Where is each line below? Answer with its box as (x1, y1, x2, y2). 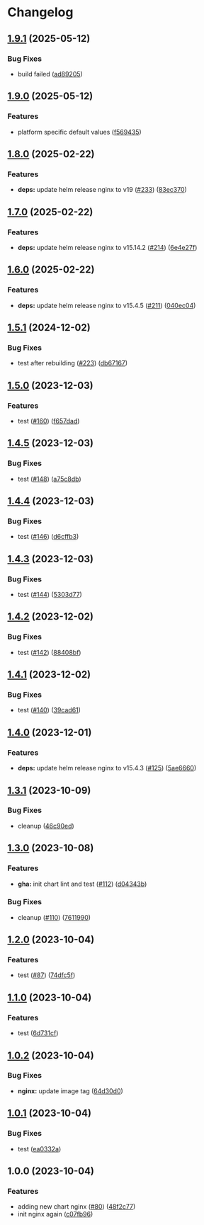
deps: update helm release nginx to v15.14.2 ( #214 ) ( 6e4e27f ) (17, 243, 198, 251)
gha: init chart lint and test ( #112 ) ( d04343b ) (17, 879, 147, 888)
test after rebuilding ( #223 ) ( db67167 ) (17, 359, 128, 367)
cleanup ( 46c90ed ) (17, 821, 74, 830)
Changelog (7, 4, 74, 21)
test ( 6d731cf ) (17, 1029, 59, 1037)
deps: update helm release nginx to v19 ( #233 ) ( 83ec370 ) (17, 186, 188, 194)
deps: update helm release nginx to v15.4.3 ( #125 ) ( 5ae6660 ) (17, 764, 197, 773)
